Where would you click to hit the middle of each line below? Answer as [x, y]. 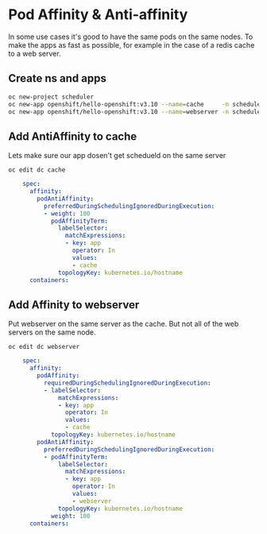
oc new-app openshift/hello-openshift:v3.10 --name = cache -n [118, 104]
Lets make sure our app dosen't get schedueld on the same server [117, 156]
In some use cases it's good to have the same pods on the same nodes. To [131, 37]
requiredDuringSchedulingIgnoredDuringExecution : [128, 383]
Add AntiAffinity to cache [73, 136]
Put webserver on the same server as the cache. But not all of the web [124, 324]
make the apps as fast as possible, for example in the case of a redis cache [132, 44]
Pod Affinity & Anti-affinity [98, 15]
